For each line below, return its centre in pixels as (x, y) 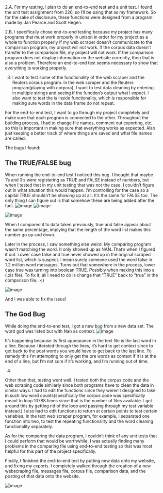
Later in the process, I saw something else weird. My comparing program (78, 244)
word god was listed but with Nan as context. (50, 331)
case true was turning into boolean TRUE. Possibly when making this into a (80, 270)
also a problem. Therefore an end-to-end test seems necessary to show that (81, 63)
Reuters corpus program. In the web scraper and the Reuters (73, 82)
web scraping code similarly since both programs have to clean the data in (80, 385)
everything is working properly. (36, 68)
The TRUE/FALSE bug (38, 163)
